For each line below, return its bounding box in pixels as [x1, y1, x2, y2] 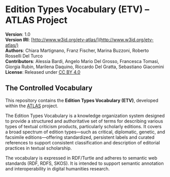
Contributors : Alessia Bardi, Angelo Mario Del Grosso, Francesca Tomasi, [5, 58, 159, 64]
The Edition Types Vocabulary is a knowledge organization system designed [5, 112, 165, 119]
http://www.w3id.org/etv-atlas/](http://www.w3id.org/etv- [32, 37, 154, 43]
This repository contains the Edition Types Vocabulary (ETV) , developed [5, 97, 159, 103]
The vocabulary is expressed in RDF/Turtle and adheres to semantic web [5, 155, 157, 161]
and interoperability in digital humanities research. [5, 165, 110, 171]
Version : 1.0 [5, 31, 30, 37]
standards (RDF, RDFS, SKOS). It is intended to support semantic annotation [5, 160, 164, 166]
